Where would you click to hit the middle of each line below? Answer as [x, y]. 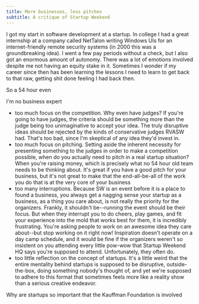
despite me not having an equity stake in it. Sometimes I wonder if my [91, 65]
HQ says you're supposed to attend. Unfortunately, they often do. [95, 251]
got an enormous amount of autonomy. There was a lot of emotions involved [100, 59]
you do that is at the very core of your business [72, 182]
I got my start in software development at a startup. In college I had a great [97, 34]
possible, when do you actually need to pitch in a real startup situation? [102, 157]
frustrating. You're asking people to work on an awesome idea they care [103, 226]
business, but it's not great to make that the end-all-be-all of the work [100, 176]
